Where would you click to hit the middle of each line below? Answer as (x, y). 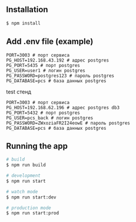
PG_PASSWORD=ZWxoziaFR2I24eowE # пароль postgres (68, 123)
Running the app (37, 146)
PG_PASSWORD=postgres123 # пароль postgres (60, 76)
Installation (27, 10)
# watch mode (22, 191)
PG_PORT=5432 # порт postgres (43, 113)
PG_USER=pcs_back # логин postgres (50, 118)
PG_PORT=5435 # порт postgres (43, 65)
